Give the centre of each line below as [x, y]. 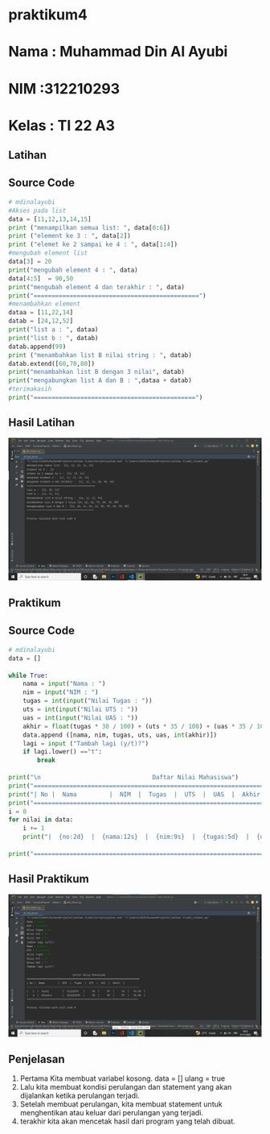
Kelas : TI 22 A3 [61, 125]
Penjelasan [37, 1059]
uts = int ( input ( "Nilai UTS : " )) [80, 710]
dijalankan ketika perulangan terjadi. [80, 1096]
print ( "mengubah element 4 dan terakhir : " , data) [96, 287]
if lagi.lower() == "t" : [63, 752]
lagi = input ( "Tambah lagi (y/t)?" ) [86, 743]
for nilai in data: [41, 820]
